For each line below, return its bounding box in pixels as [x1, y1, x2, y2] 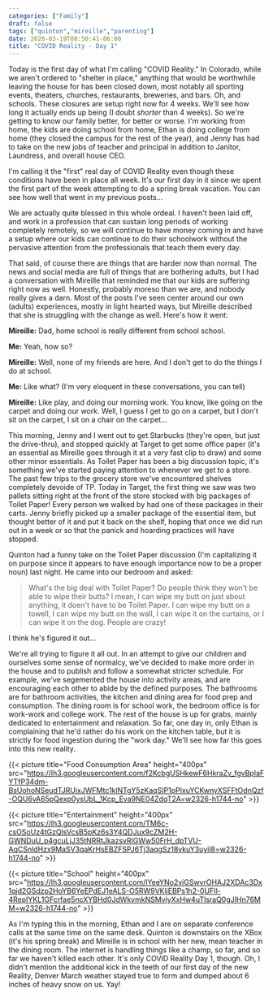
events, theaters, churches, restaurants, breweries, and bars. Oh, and [8, 90, 241, 100]
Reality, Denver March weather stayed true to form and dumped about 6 [8, 971, 249, 981]
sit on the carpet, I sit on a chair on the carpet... [8, 415, 168, 425]
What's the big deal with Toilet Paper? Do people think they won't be [28, 583, 258, 593]
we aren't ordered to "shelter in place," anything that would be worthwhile [8, 73, 256, 83]
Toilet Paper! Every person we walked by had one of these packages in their [8, 500, 264, 509]
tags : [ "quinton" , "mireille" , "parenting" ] [8, 27, 154, 35]
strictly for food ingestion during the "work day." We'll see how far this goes [8, 735, 262, 745]
